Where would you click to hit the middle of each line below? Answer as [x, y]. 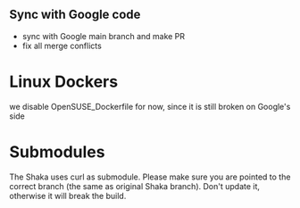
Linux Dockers [64, 82]
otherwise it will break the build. [68, 196]
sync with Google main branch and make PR [104, 36]
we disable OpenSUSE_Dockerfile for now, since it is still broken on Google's [150, 106]
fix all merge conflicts [62, 46]
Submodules [57, 152]
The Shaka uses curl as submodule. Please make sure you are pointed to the [150, 177]
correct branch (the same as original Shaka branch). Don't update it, [135, 186]
